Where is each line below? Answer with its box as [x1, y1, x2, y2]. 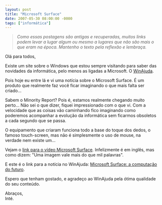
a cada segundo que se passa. [5, 118, 66, 124]
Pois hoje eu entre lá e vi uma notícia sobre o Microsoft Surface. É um [5, 78, 145, 83]
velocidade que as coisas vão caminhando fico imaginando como [5, 108, 136, 113]
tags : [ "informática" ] [5, 20, 51, 26]
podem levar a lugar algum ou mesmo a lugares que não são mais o [16, 39, 154, 45]
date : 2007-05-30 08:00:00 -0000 [5, 16, 73, 21]
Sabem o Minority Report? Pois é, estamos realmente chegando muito [5, 97, 145, 103]
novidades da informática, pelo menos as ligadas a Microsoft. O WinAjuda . [5, 68, 154, 74]
